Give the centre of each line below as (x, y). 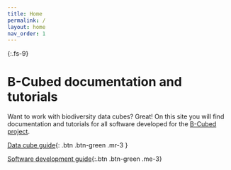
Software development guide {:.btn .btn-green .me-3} (85, 159)
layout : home (27, 27)
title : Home (25, 14)
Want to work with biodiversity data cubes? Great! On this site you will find (116, 116)
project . (19, 132)
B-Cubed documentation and (95, 82)
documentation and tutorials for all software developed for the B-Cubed (112, 124)
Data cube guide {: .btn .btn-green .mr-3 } (68, 145)
